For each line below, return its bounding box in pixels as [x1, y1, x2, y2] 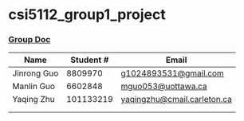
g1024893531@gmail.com [120, 68, 225, 79]
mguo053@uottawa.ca [120, 81, 207, 92]
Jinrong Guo [12, 68, 59, 79]
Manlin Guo [12, 81, 56, 92]
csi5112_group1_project [8, 6, 166, 24]
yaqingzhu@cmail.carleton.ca [120, 94, 233, 105]
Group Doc [8, 34, 51, 45]
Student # [70, 54, 109, 65]
